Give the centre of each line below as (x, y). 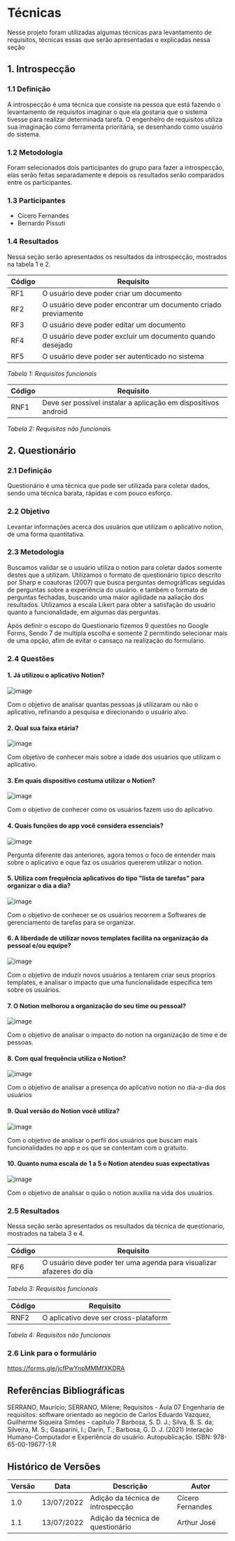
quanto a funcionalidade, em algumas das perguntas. (84, 612)
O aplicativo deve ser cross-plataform (105, 1318)
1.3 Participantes (36, 200)
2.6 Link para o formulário (52, 1353)
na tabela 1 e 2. (29, 264)
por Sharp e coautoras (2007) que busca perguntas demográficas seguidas (116, 582)
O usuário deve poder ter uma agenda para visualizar (129, 1263)
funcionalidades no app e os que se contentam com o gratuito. (98, 1148)
